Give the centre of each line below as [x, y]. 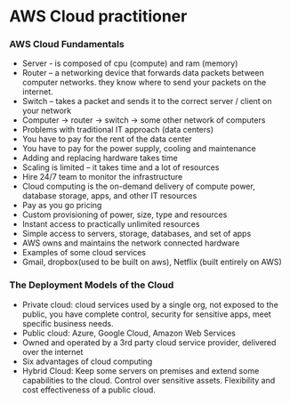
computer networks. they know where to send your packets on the [144, 83]
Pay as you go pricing [62, 206]
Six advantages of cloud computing [87, 361]
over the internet [52, 351]
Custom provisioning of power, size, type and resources [125, 214]
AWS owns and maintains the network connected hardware [131, 243]
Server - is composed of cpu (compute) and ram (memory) [130, 63]
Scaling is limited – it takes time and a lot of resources [121, 167]
